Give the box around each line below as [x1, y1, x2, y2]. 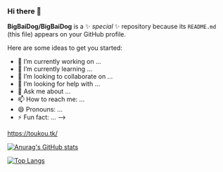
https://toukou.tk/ [7, 129, 58, 138]
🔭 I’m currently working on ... [17, 58, 101, 66]
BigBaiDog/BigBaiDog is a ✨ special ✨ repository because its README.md [7, 22, 217, 31]
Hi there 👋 [7, 6, 42, 16]
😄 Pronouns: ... [17, 105, 63, 114]
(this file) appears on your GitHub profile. [7, 30, 127, 39]
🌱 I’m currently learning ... [17, 65, 93, 73]
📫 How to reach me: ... [17, 95, 85, 104]
